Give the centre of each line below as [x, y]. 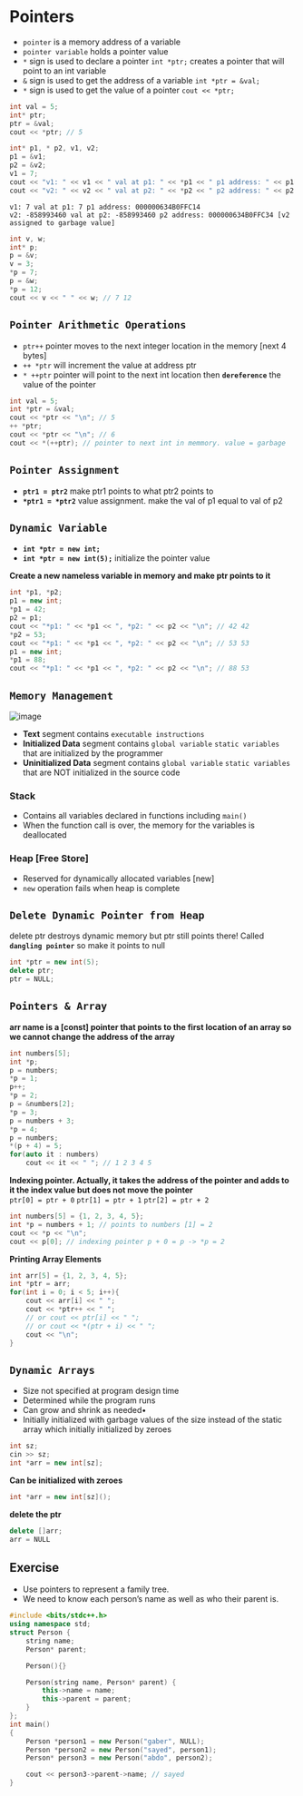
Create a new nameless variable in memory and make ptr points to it [140, 576]
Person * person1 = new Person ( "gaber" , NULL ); [115, 1741]
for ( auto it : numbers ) [54, 1154]
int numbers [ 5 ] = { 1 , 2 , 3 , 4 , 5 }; [77, 1217]
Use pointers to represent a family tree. [96, 1589]
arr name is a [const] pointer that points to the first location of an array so [151, 1026]
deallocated [44, 835]
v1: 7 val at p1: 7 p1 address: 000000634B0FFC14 [105, 207]
